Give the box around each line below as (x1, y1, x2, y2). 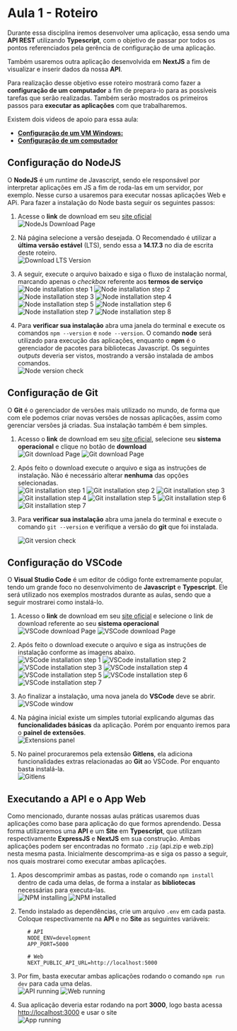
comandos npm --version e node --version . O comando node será (17, 329, 212, 337)
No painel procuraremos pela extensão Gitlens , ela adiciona (17, 750, 193, 759)
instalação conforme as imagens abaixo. (17, 648, 136, 657)
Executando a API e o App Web (7, 793, 146, 805)
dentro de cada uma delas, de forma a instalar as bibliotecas (17, 878, 196, 887)
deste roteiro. (17, 248, 57, 257)
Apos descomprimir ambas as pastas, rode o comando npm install (17, 871, 214, 879)
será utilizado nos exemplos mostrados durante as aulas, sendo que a (7, 590, 211, 599)
